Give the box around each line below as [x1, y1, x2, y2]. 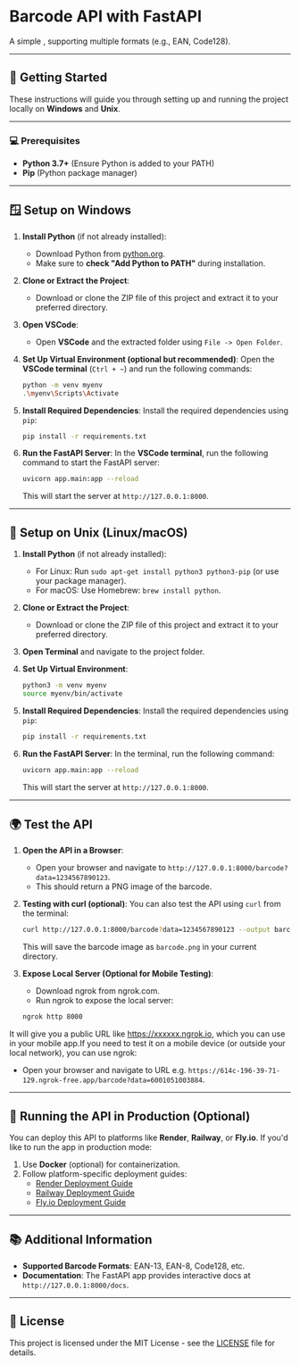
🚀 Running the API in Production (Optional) [9, 1109, 251, 1124]
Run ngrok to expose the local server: [35, 995, 174, 1006]
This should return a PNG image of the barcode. [35, 881, 212, 892]
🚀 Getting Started [9, 70, 108, 86]
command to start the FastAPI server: [21, 457, 161, 468]
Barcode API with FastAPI [9, 6, 203, 27]
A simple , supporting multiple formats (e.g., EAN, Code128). [9, 36, 231, 46]
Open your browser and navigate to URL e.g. [21, 1065, 187, 1076]
